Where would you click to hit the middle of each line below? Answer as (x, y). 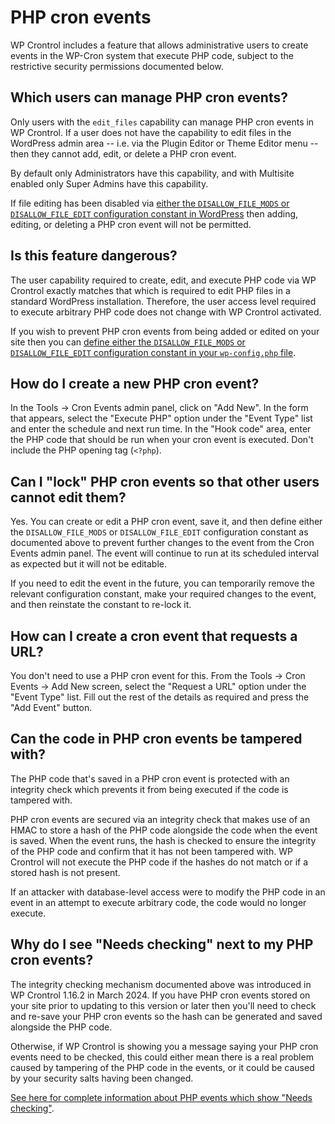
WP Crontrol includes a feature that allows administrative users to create (159, 45)
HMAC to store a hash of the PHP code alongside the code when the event (164, 830)
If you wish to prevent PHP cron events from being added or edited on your (165, 331)
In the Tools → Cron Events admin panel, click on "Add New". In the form (159, 408)
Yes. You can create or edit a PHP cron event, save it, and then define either (166, 522)
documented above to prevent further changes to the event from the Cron (162, 543)
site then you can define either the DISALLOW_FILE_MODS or (128, 342)
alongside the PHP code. (61, 1027)
